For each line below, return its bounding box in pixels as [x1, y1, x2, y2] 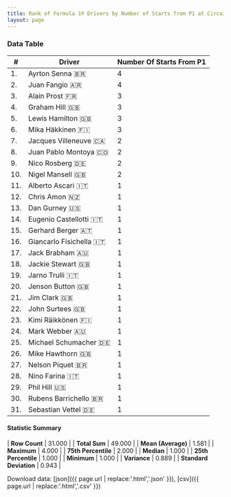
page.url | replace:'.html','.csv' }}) [7, 482, 101, 490]
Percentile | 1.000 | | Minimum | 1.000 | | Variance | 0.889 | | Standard [7, 454, 208, 462]
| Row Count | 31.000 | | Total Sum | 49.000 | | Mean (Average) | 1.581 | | [7, 439, 214, 447]
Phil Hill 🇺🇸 [28, 382, 67, 392]
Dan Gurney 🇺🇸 [28, 203, 81, 212]
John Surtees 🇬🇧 [28, 304, 86, 314]
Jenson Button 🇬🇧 [28, 281, 89, 291]
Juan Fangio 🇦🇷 [28, 80, 82, 90]
